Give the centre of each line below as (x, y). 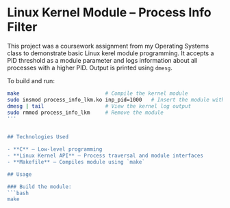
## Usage (20, 174)
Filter (22, 27)
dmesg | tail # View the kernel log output (99, 106)
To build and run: (31, 80)
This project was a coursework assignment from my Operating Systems (108, 46)
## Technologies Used (38, 137)
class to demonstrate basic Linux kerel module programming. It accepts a (111, 53)
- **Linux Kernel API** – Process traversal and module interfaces (105, 156)
